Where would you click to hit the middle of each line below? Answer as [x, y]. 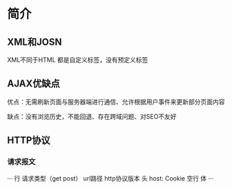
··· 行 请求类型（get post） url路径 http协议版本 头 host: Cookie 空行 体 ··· [110, 178]
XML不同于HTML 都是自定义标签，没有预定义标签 [78, 60]
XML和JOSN [35, 42]
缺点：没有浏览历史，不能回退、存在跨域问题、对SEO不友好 [92, 116]
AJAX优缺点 [33, 84]
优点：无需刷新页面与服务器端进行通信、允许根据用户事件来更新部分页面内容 [116, 102]
